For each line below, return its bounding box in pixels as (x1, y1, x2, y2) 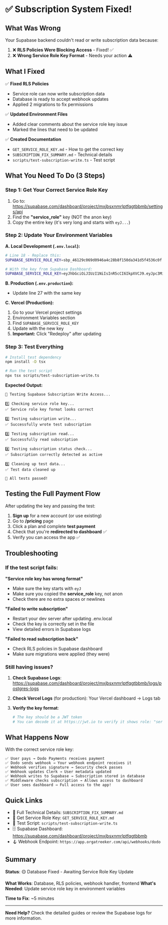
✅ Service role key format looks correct (5, 407, 94, 412)
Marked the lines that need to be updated (12, 126, 98, 133)
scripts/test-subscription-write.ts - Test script (12, 157, 115, 163)
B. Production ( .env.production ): (5, 280, 73, 287)
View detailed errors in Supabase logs (12, 626, 91, 632)
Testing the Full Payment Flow (5, 489, 101, 498)
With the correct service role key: (5, 746, 74, 752)
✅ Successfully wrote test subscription (5, 422, 91, 427)
